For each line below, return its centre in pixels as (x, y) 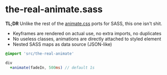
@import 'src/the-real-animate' (40, 54)
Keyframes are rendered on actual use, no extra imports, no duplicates (87, 33)
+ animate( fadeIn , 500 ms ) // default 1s (52, 67)
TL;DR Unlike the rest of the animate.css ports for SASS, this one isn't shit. (84, 23)
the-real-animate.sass (54, 9)
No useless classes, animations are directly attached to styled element (87, 39)
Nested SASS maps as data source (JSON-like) (62, 44)
